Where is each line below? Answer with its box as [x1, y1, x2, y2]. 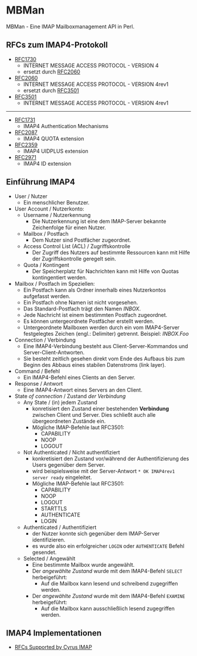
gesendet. [32, 548, 57, 555]
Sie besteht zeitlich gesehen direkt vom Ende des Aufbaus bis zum [23, 355, 185, 362]
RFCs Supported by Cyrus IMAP [14, 644, 93, 651]
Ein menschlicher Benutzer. [23, 199, 90, 206]
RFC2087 [14, 129, 38, 136]
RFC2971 [14, 153, 36, 160]
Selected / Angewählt [23, 555, 76, 562]
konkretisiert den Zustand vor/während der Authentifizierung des [32, 455, 189, 462]
